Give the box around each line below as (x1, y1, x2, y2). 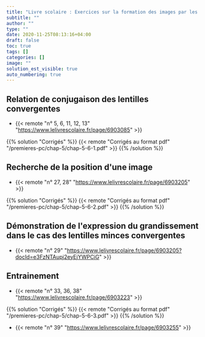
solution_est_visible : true (6, 65, 78, 72)
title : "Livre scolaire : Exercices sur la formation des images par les (6, 9, 198, 15)
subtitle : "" (6, 15, 40, 21)
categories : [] (6, 54, 45, 60)
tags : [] (6, 49, 29, 55)
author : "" (6, 20, 34, 26)
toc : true (6, 43, 32, 49)
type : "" (6, 26, 29, 32)
